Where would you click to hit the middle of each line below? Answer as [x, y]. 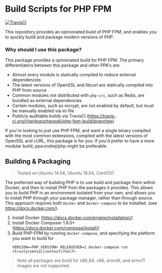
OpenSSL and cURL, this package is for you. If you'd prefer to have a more [80, 141]
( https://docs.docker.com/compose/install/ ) [56, 228]
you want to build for [33, 239]
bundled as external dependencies [47, 101]
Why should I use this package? [43, 50]
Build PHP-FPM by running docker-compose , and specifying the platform [83, 233]
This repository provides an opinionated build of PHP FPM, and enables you [81, 32]
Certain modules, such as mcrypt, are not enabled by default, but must [83, 106]
